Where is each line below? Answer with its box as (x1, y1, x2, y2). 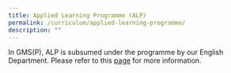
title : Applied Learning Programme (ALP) (8, 11, 147, 20)
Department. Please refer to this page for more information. (8, 56, 202, 65)
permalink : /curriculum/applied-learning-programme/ (8, 19, 186, 27)
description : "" (8, 26, 62, 34)
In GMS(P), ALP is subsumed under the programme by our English (8, 48, 224, 57)
